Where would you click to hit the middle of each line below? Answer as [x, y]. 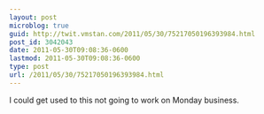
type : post [29, 67]
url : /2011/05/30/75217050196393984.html [87, 75]
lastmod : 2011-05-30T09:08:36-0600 [75, 58]
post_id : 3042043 [41, 42]
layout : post [33, 17]
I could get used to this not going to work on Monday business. [124, 100]
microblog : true [39, 26]
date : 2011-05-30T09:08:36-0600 [69, 50]
